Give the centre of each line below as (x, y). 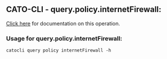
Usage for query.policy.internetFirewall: (64, 38)
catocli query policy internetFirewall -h (59, 51)
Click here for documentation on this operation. (63, 23)
